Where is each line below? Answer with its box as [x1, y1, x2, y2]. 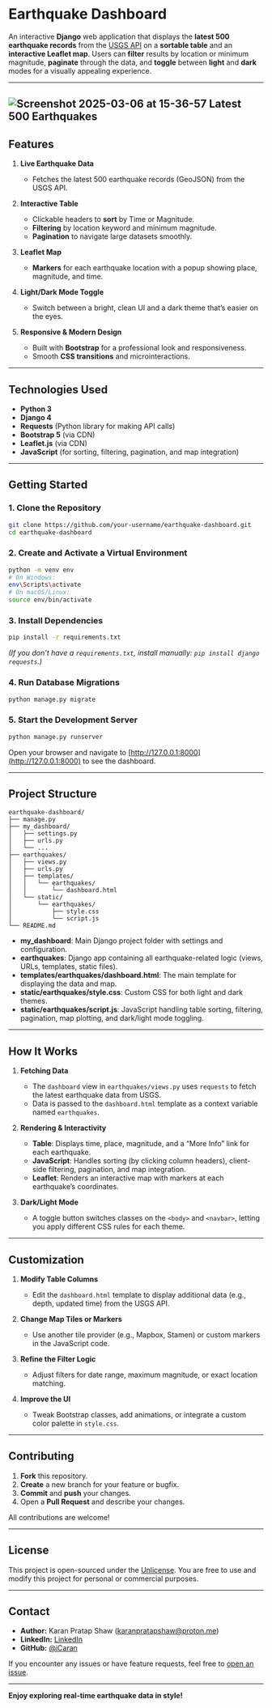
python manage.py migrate [8, 695, 96, 703]
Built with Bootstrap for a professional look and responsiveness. [32, 343, 247, 353]
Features [8, 137, 54, 151]
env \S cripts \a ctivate [8, 580, 82, 589]
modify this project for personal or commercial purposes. [8, 1574, 199, 1583]
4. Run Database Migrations [8, 677, 120, 688]
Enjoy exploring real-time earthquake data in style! [8, 1691, 184, 1701]
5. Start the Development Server [8, 714, 138, 725]
